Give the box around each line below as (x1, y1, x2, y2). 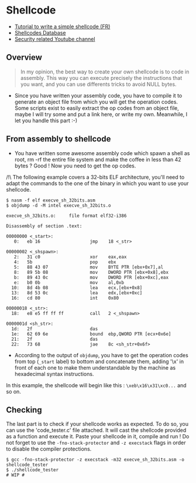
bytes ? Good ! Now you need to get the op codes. (14, 162, 136, 169)
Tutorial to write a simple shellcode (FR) (14, 23, 111, 30)
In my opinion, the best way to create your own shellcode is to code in (20, 68, 190, 75)
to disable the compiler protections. (6, 445, 92, 452)
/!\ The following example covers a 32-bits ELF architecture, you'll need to (6, 173, 185, 180)
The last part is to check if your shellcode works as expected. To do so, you (6, 421, 189, 428)
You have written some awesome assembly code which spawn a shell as (14, 149, 190, 156)
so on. (6, 388, 22, 395)
